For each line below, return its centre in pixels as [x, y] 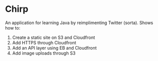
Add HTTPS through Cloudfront [44, 42]
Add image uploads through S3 [44, 53]
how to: [13, 28]
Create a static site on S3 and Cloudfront [53, 37]
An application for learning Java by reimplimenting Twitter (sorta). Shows [79, 23]
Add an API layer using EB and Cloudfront [54, 48]
